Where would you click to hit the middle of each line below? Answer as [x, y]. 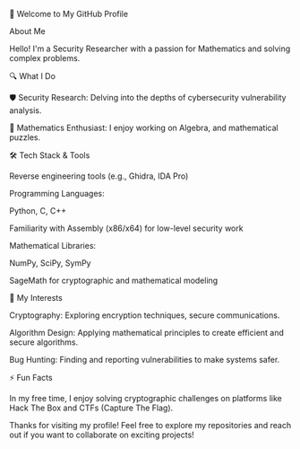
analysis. [26, 110]
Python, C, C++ [38, 211]
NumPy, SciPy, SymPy [50, 263]
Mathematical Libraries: [53, 246]
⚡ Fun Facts [31, 378]
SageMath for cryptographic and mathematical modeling [114, 280]
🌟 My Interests [36, 298]
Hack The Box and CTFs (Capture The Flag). [91, 408]
